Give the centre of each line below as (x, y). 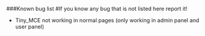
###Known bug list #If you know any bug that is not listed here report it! (97, 9)
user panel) (30, 27)
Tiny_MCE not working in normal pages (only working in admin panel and (107, 20)
